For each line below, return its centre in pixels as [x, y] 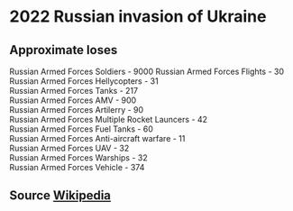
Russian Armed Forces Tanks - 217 [73, 91]
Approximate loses [64, 50]
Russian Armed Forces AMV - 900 [73, 100]
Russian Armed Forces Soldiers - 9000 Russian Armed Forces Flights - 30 [147, 71]
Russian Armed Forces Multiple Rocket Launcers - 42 [109, 119]
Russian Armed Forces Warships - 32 [78, 158]
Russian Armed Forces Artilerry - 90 [77, 110]
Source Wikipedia [60, 196]
